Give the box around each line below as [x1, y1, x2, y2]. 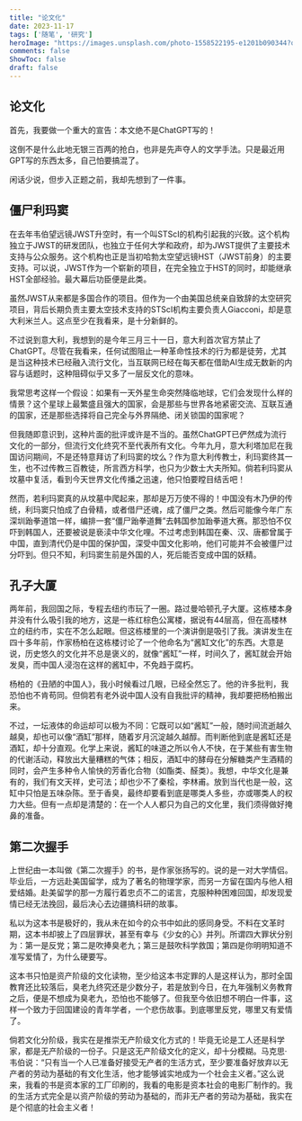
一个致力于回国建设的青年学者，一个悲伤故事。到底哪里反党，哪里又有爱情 [16, 1004, 293, 1015]
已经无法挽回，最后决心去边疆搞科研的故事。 [16, 899, 182, 910]
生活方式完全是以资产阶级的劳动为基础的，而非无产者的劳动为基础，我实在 [16, 1090, 293, 1102]
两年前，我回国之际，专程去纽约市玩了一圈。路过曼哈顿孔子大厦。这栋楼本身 [9, 604, 293, 614]
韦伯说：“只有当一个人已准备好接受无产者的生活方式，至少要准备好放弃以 [9, 1057, 281, 1068]
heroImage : [9, 38, 50, 48]
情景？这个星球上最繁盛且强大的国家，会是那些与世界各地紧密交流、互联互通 [9, 398, 293, 409]
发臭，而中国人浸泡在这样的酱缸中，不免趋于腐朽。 [9, 659, 199, 670]
